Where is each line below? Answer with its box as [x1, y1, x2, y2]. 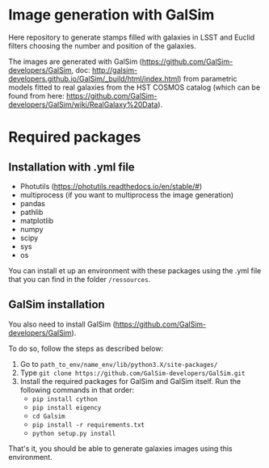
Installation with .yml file [8, 160, 135, 174]
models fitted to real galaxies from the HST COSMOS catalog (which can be [8, 82, 261, 92]
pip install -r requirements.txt [32, 420, 145, 429]
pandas [19, 198, 46, 208]
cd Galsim [32, 412, 66, 420]
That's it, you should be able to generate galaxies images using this [8, 443, 233, 453]
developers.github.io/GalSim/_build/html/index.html [8, 74, 179, 83]
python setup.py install [32, 429, 116, 437]
